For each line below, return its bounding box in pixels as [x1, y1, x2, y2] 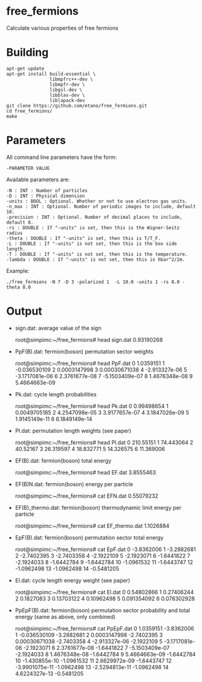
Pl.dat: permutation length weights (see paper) [15, 427, 132, 434]
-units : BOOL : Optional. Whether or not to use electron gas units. [6, 198, 188, 204]
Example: [6, 267, 30, 274]
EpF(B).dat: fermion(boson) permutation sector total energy [15, 533, 164, 541]
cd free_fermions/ [6, 108, 53, 114]
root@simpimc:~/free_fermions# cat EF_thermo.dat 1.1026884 [15, 522, 170, 529]
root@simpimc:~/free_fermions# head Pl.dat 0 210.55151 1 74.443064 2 [15, 438, 194, 446]
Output [6, 304, 42, 318]
